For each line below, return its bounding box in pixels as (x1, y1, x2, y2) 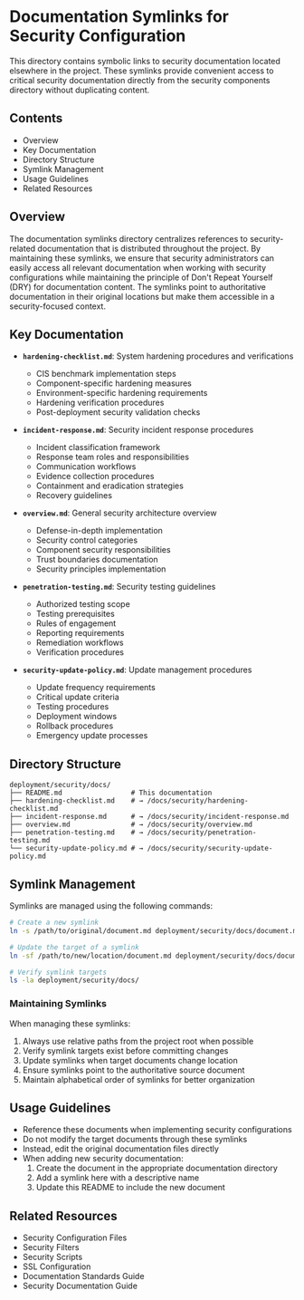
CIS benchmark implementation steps (35, 369, 176, 380)
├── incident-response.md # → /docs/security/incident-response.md (9, 813, 290, 822)
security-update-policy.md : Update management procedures (22, 664, 252, 676)
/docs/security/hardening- (147, 796, 249, 805)
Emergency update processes (35, 730, 148, 741)
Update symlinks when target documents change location (22, 1054, 238, 1065)
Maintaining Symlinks (9, 997, 107, 1010)
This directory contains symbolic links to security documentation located (9, 55, 280, 66)
